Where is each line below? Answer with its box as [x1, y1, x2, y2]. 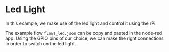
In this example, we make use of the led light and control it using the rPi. [5, 20, 157, 26]
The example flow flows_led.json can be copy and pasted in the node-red [5, 30, 162, 36]
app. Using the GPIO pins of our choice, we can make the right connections [5, 35, 164, 41]
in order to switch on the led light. [5, 40, 76, 46]
